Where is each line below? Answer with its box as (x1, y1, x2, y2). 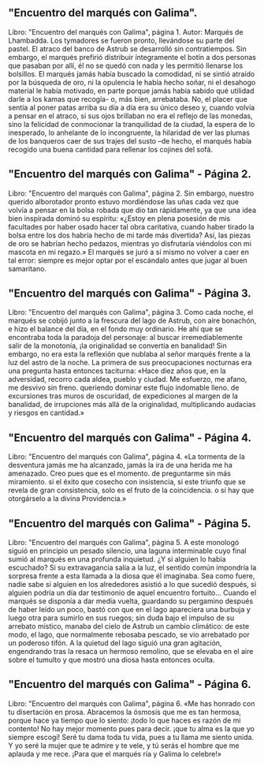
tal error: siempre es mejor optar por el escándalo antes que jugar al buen (8, 256, 248, 265)
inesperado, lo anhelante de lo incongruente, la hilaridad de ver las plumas (8, 128, 251, 137)
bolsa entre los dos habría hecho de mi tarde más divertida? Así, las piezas (8, 230, 251, 240)
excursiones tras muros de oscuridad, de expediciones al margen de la (8, 391, 239, 401)
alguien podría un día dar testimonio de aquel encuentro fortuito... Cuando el (8, 588, 257, 598)
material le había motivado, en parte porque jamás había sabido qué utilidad (8, 86, 255, 95)
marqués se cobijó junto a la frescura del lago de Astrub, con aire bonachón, (8, 316, 257, 326)
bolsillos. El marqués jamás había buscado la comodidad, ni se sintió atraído (8, 69, 255, 78)
